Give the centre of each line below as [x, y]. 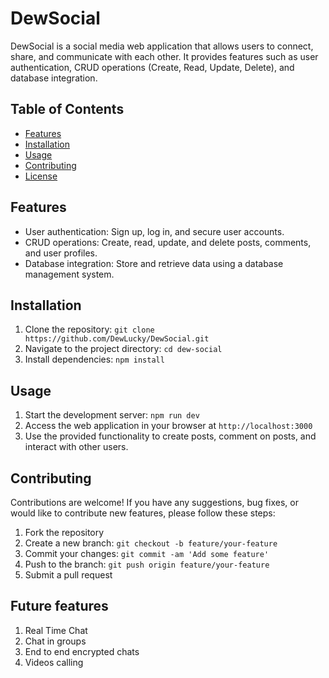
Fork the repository [64, 532]
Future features [59, 606]
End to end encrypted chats [82, 651]
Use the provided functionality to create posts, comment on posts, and [170, 436]
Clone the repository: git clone [89, 329]
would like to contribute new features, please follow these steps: [143, 513]
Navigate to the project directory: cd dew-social [123, 349]
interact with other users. [76, 447]
